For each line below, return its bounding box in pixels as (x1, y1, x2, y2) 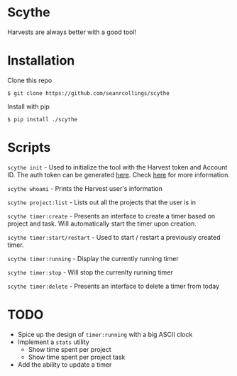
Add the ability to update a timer (17, 360, 112, 369)
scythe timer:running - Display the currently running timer (7, 254, 179, 262)
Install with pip (7, 102, 50, 111)
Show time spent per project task (28, 353, 126, 361)
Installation (7, 52, 75, 69)
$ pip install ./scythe (7, 116, 78, 123)
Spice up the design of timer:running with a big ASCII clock (17, 330, 193, 338)
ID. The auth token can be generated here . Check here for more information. (7, 170, 231, 179)
